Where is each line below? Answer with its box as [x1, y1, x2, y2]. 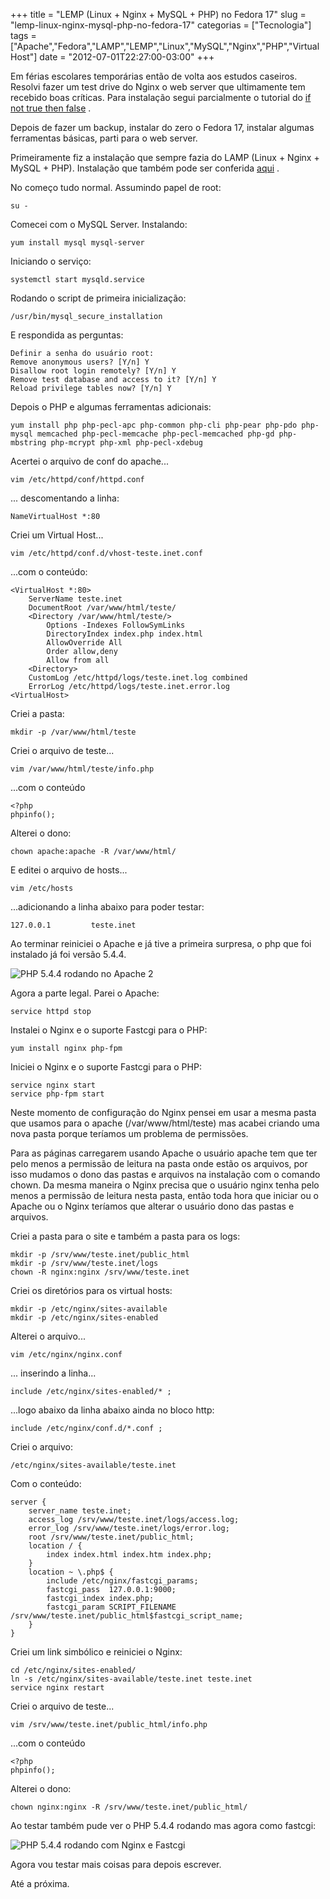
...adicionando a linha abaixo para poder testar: [10, 901, 205, 913]
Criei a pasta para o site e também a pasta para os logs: [10, 1230, 241, 1242]
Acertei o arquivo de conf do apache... [10, 455, 169, 467]
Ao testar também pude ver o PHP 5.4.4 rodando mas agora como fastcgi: [10, 1820, 317, 1831]
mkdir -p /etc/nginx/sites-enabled [10, 1313, 159, 1323]
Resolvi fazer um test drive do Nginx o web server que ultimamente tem [10, 81, 306, 93]
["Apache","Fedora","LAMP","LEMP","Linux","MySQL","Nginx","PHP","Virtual [10, 40, 320, 52]
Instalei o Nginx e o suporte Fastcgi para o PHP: [10, 1024, 208, 1036]
